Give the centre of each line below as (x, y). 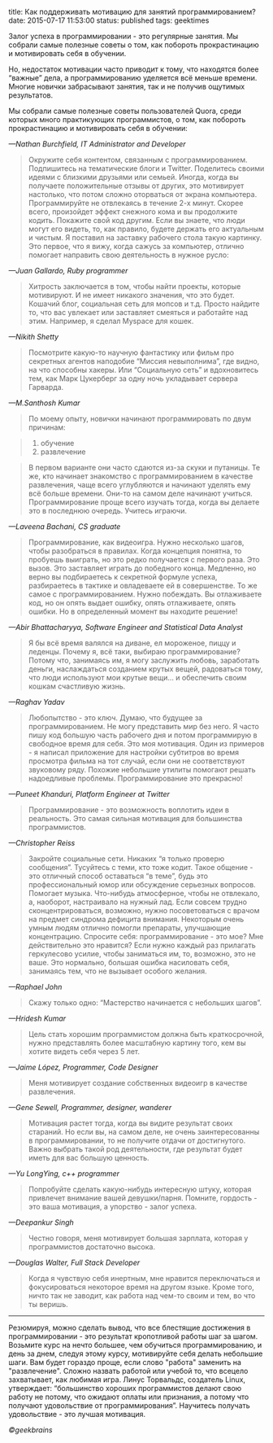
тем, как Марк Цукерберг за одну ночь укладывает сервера (133, 378)
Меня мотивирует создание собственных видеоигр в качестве (138, 1083)
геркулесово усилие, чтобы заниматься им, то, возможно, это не (142, 954)
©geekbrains (30, 1430)
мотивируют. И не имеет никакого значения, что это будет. (131, 295)
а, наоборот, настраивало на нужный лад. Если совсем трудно (138, 902)
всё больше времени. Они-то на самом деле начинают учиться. (141, 493)
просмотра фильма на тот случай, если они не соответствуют (136, 761)
